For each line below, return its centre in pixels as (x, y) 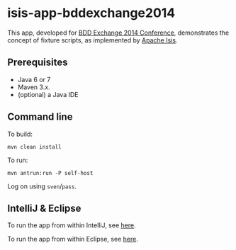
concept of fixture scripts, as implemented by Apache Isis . (92, 40)
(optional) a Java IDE (48, 94)
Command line (40, 117)
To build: (20, 134)
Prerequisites (38, 63)
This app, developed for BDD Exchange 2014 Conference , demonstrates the (118, 33)
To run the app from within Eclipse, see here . (73, 239)
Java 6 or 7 (34, 79)
